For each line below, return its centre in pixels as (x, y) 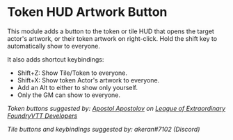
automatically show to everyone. (54, 46)
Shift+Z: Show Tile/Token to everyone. (72, 73)
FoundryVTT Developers (42, 116)
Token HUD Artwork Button (87, 12)
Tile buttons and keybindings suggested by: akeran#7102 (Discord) (104, 129)
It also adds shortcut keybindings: (56, 59)
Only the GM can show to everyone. (69, 95)
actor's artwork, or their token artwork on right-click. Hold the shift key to (112, 38)
